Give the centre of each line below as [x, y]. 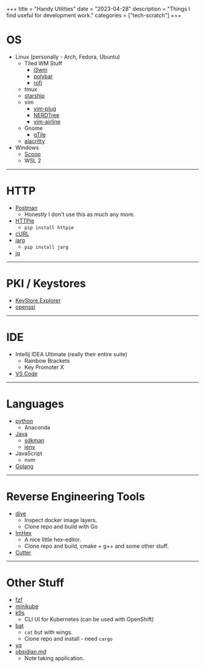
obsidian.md [31, 652]
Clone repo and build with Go [61, 526]
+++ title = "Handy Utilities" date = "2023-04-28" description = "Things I [98, 9]
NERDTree [46, 115]
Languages [35, 404]
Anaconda [37, 427]
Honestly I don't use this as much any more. [80, 214]
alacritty [34, 141]
